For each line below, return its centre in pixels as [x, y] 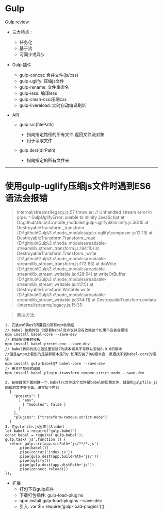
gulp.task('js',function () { [36, 439]
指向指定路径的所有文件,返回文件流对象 [65, 134]
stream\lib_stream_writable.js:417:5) [53, 284]
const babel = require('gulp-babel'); [44, 435]
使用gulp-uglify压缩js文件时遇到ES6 [78, 186]
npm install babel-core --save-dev [41, 334]
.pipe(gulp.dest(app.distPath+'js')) [56, 465]
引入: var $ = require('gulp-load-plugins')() [62, 506]
